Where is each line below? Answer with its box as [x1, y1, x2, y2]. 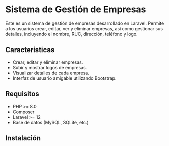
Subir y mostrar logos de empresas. [12, 64, 87, 70]
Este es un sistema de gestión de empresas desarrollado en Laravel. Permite [5, 20, 164, 26]
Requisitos [5, 90, 39, 99]
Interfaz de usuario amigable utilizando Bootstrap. [12, 75, 117, 81]
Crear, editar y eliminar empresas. [12, 59, 83, 65]
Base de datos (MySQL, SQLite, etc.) [12, 119, 89, 125]
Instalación [5, 134, 41, 142]
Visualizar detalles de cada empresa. [12, 70, 89, 76]
